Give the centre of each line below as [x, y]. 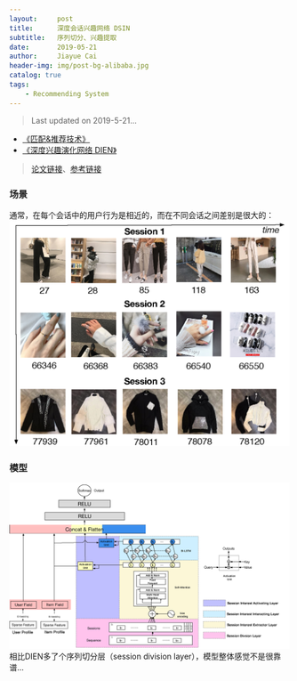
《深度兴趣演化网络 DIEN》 [69, 150]
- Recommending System [67, 93]
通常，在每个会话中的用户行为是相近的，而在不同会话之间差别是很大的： [141, 215]
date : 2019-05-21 [53, 47]
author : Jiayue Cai [53, 57]
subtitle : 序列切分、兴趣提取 [63, 37]
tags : [19, 85]
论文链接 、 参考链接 [66, 168]
